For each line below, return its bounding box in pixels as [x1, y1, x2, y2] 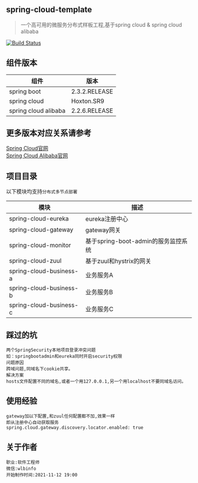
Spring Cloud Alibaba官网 [6, 152, 68, 159]
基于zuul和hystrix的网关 [85, 257, 151, 265]
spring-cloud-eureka [9, 215, 69, 223]
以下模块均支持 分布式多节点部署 [6, 188, 78, 195]
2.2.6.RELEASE [71, 106, 114, 115]
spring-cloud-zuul [9, 257, 62, 265]
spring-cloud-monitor [9, 241, 71, 249]
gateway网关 [85, 226, 121, 234]
